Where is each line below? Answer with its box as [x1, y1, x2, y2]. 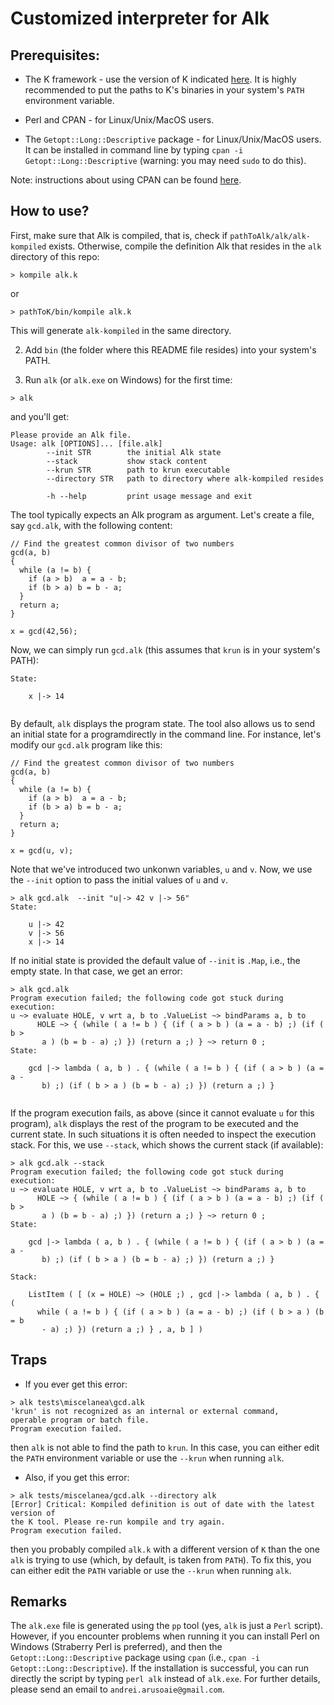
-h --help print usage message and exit [46, 491, 253, 501]
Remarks [10, 1593, 68, 1611]
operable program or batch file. [10, 1415, 150, 1425]
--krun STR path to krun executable [46, 465, 230, 475]
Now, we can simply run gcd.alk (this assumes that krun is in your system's [10, 643, 321, 656]
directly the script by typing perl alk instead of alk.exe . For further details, [10, 1673, 321, 1685]
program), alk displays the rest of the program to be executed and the [10, 1117, 299, 1129]
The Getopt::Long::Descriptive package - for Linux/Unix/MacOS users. [24, 133, 322, 145]
